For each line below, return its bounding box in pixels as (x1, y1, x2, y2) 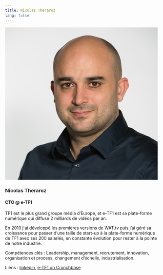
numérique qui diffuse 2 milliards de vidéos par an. (5, 215, 107, 221)
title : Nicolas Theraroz (5, 8, 56, 13)
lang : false (5, 13, 29, 18)
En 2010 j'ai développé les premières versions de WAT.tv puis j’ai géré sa (5, 225, 151, 231)
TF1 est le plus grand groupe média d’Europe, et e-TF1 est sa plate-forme (5, 210, 152, 216)
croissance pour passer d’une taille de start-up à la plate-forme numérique (5, 230, 155, 236)
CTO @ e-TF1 (5, 199, 33, 205)
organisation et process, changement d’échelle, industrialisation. (5, 255, 135, 261)
